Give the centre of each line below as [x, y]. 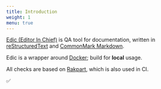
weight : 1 [19, 17]
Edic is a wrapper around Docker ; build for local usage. [74, 58]
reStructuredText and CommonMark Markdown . [65, 46]
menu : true [20, 23]
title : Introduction [32, 12]
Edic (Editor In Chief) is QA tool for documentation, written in [81, 40]
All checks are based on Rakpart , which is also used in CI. [78, 69]
